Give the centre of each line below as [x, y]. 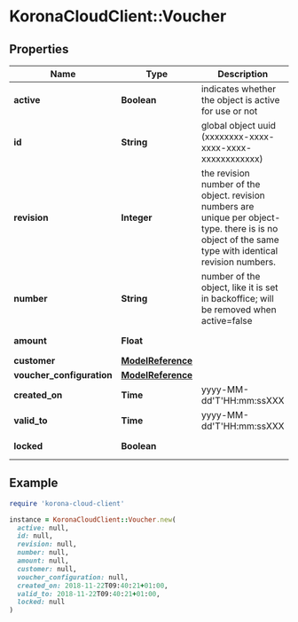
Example [34, 483]
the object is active [240, 100]
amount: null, [43, 561]
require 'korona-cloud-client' [67, 503]
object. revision [233, 195]
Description [243, 74]
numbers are [227, 206]
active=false [227, 321]
